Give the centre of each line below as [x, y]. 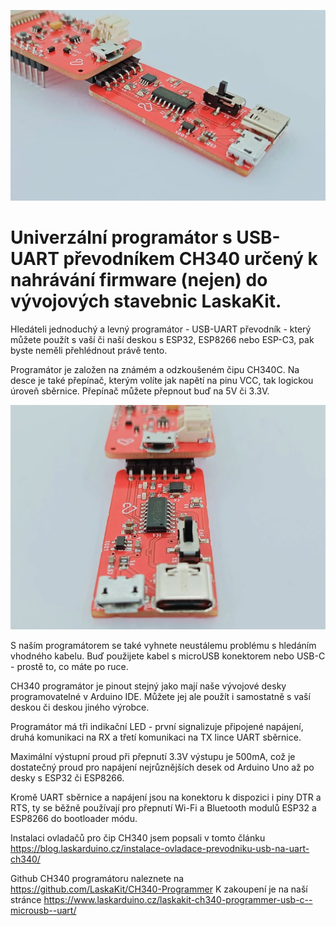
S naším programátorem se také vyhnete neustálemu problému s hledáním [163, 646]
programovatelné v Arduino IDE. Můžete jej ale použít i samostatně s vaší [160, 697]
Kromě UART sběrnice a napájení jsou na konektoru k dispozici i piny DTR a [166, 797]
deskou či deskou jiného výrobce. [80, 707]
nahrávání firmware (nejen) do [139, 280]
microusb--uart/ [43, 911]
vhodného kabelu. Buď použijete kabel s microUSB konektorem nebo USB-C [168, 656]
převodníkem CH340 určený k [190, 259]
